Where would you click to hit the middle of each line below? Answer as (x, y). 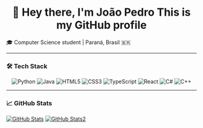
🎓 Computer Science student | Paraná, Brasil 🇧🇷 (69, 42)
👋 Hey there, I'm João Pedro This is (101, 12)
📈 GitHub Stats (29, 103)
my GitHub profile (101, 25)
